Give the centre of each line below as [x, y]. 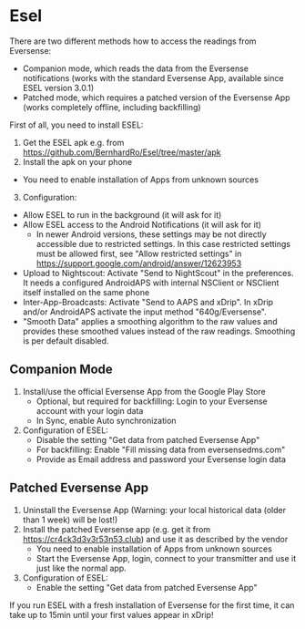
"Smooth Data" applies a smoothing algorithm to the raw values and [150, 321]
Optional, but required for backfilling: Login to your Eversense [152, 401]
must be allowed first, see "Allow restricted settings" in [139, 253]
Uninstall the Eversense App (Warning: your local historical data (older [154, 510]
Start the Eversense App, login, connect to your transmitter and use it [166, 558]
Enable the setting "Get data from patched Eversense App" [147, 587]
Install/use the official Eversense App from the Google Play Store [144, 391]
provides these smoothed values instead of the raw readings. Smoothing [159, 331]
